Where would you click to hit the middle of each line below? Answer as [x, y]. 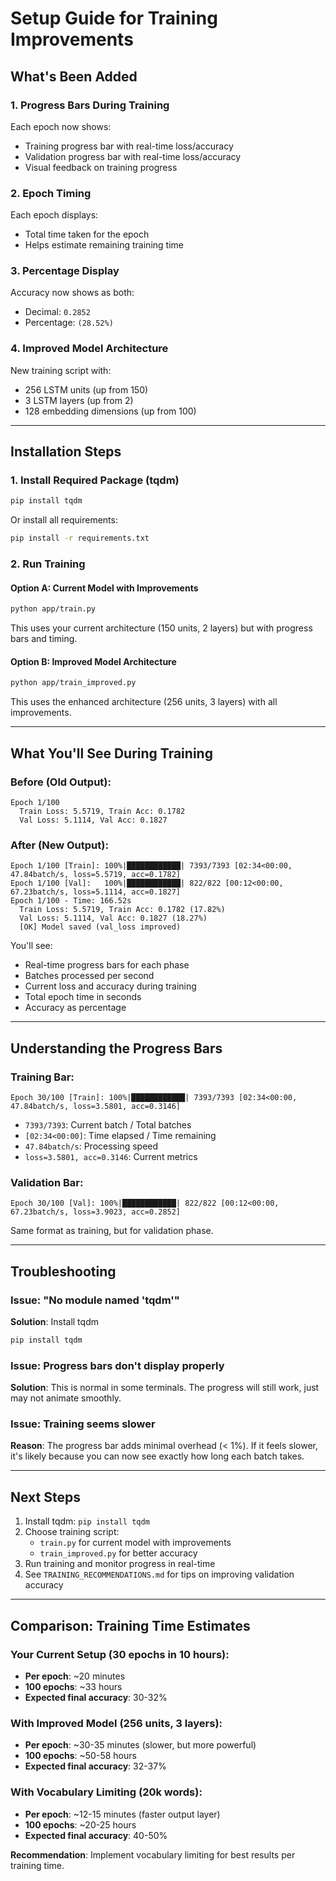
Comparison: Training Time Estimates [130, 1625]
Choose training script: [72, 1532]
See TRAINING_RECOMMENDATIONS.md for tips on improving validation [159, 1574]
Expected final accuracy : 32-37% [95, 1766]
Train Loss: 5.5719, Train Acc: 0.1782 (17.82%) [122, 910]
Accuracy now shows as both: [72, 293]
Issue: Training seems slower [83, 1424]
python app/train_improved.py [73, 683]
